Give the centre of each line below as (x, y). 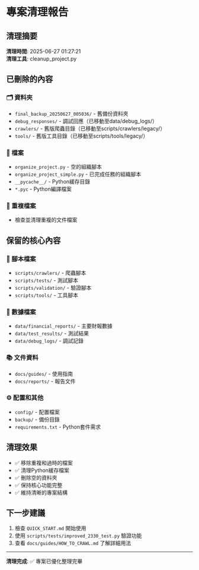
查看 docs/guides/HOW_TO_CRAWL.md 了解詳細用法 (73, 543)
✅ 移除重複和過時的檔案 (44, 463)
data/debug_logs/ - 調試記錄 (49, 341)
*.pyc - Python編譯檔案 (43, 189)
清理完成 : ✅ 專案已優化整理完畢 (44, 561)
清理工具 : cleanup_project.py (41, 59)
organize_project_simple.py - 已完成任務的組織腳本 (78, 174)
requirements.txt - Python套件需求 (58, 427)
